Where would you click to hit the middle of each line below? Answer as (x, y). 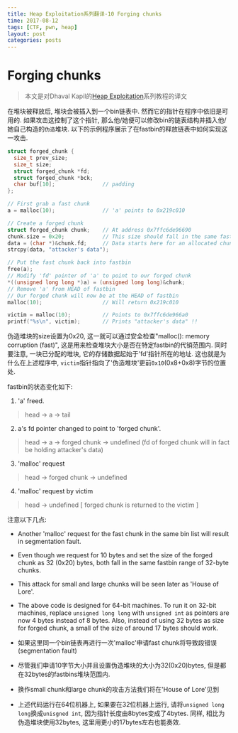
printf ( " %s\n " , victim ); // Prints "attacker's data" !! (103, 322)
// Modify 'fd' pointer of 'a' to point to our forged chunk (100, 276)
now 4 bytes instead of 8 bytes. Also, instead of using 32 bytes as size (121, 621)
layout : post (27, 34)
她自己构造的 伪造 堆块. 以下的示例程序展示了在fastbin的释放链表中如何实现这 (118, 129)
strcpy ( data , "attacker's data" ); (58, 250)
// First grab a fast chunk (49, 204)
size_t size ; (33, 164)
